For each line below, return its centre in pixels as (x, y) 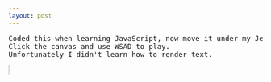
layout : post (30, 16)
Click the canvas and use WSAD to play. (90, 46)
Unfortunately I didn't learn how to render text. (110, 54)
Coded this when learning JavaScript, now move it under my (130, 38)
